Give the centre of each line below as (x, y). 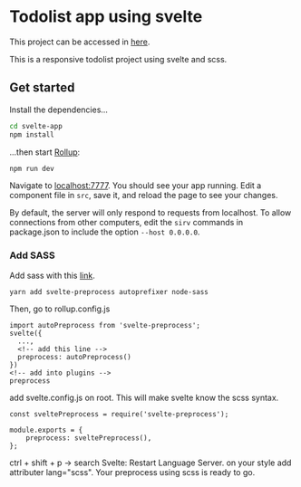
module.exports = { (46, 430)
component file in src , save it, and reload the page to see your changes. (144, 196)
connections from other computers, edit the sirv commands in (126, 223)
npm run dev (32, 168)
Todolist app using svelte (106, 17)
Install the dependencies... (59, 110)
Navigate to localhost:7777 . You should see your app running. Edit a (136, 186)
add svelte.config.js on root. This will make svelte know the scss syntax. (144, 397)
